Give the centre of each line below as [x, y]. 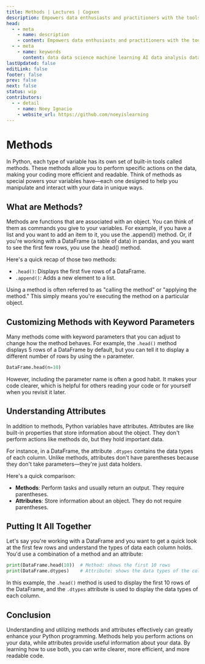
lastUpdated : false [31, 63]
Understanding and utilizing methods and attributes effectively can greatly [100, 630]
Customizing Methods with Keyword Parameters [101, 322]
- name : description [43, 35]
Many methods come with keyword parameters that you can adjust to [94, 337]
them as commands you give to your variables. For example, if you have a [99, 228]
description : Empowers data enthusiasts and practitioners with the [95, 18]
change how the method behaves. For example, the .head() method [92, 343]
